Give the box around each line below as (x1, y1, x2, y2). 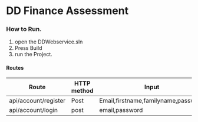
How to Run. (6, 25, 42, 33)
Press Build (14, 45, 42, 52)
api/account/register (9, 96, 66, 104)
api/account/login (9, 106, 58, 114)
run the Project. (14, 51, 53, 58)
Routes (6, 65, 24, 72)
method (71, 86, 94, 94)
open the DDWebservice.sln (14, 38, 83, 45)
